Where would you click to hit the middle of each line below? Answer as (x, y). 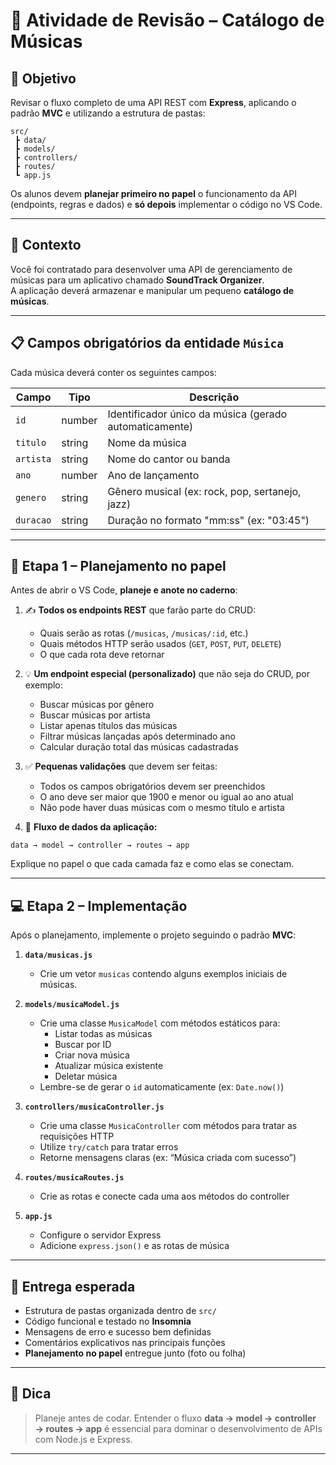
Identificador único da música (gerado (197, 414)
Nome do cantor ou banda (169, 459)
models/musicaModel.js (72, 1005)
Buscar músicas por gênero (97, 705)
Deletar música (86, 1076)
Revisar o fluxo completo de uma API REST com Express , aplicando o (153, 102)
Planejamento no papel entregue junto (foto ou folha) (135, 1353)
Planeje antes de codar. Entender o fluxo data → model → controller (175, 1418)
